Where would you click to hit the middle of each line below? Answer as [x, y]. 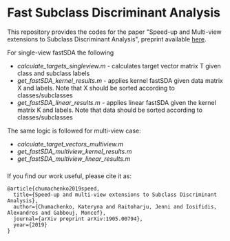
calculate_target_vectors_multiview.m [70, 144]
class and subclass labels [53, 73]
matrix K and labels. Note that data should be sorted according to [110, 110]
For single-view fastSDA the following [61, 52]
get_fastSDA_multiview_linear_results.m [74, 158]
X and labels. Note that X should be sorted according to [96, 88]
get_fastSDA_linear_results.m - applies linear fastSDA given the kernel [117, 102]
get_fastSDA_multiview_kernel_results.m [74, 151]
